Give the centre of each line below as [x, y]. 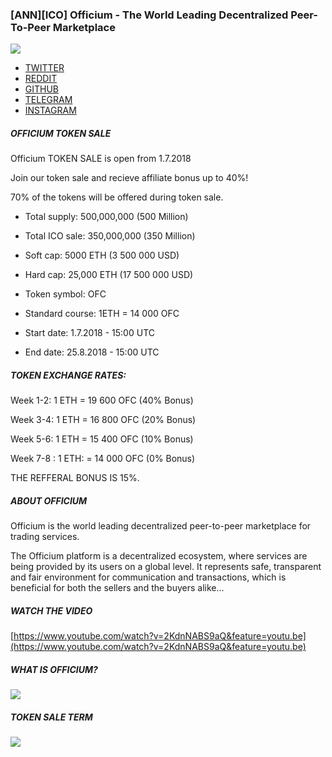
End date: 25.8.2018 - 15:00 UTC [92, 352]
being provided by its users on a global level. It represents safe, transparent [166, 567]
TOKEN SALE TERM [51, 717]
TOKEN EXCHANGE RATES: [68, 375]
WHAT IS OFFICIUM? [54, 669]
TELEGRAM [48, 100]
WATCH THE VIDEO [51, 610]
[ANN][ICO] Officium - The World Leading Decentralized [149, 15]
